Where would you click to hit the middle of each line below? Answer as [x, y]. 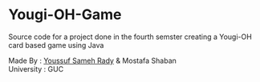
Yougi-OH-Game [65, 15]
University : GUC [36, 68]
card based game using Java [56, 45]
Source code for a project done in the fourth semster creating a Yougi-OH [130, 37]
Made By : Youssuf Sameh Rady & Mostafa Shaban [92, 61]
